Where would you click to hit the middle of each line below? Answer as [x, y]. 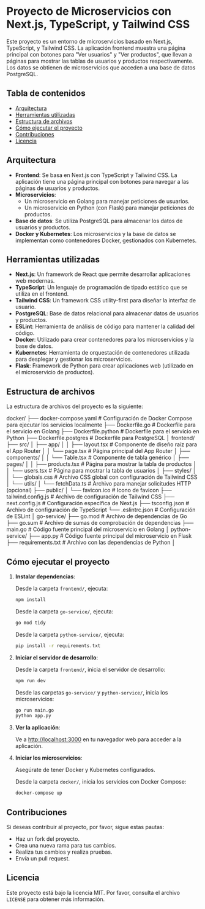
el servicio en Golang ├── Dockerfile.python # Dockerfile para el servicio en [103, 431]
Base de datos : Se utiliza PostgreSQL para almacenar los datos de [99, 221]
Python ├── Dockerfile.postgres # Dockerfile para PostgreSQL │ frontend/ [101, 438]
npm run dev [30, 680]
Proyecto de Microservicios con [89, 11]
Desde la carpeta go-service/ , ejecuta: [64, 611]
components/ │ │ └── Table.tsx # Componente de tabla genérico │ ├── [98, 458]
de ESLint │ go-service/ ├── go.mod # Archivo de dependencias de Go [97, 516]
